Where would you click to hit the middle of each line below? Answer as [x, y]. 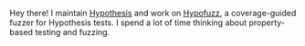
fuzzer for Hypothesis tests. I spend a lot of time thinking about [128, 23]
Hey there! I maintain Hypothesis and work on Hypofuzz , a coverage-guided [153, 13]
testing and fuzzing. [73, 32]
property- [267, 23]
